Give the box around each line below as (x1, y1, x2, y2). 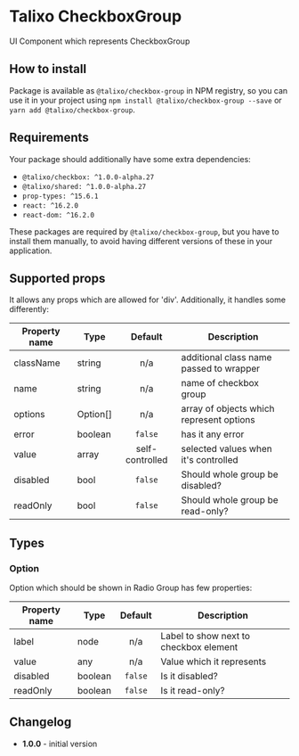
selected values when (181, 443, 273, 456)
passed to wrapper (181, 363, 261, 375)
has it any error (181, 428, 245, 440)
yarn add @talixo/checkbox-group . (9, 104, 135, 115)
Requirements (9, 130, 89, 145)
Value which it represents (160, 655, 267, 668)
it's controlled (181, 454, 238, 466)
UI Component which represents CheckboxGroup (9, 36, 190, 46)
